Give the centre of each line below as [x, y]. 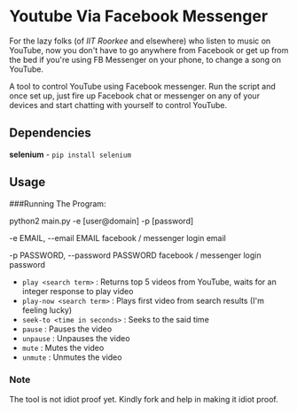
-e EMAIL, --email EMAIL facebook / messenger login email [117, 238]
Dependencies [50, 133]
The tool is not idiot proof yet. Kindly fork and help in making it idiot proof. [144, 399]
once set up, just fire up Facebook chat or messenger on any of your [134, 96]
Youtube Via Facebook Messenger [139, 16]
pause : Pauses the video [67, 329]
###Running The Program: [58, 203]
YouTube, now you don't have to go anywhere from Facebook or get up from [149, 50]
